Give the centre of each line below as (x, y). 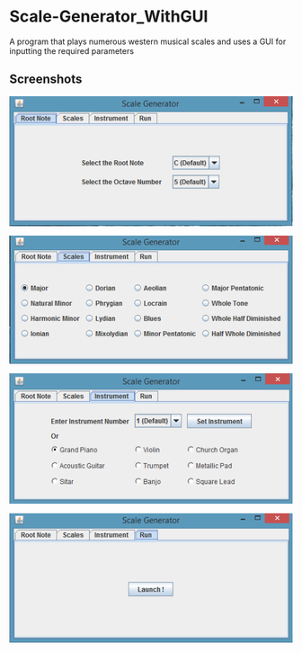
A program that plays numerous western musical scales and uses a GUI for (148, 41)
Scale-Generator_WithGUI (109, 17)
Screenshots (46, 80)
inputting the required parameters (72, 50)
